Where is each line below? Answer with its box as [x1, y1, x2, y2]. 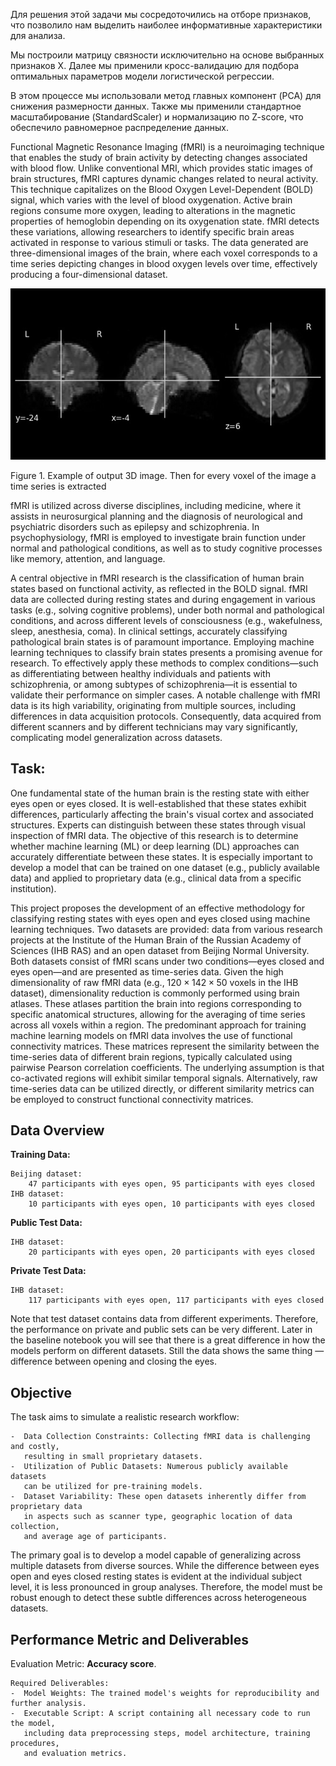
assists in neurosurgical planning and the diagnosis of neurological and [10, 510, 303, 522]
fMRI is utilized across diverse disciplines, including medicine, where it [10, 499, 302, 511]
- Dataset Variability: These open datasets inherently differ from [10, 1492, 307, 1502]
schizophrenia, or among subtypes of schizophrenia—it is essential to [10, 678, 298, 690]
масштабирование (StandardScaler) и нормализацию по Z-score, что [10, 111, 304, 123]
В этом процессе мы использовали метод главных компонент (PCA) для [10, 90, 322, 101]
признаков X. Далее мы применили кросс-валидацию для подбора [10, 60, 300, 71]
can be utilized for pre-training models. [23, 1482, 203, 1492]
